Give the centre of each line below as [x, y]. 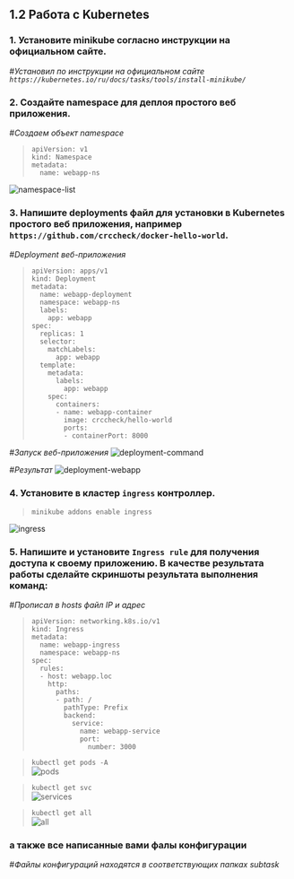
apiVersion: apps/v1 [69, 271]
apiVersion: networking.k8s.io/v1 [95, 621]
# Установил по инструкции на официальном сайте [107, 71]
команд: [29, 585]
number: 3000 [112, 747]
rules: [52, 668]
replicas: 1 [62, 334]
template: [58, 366]
